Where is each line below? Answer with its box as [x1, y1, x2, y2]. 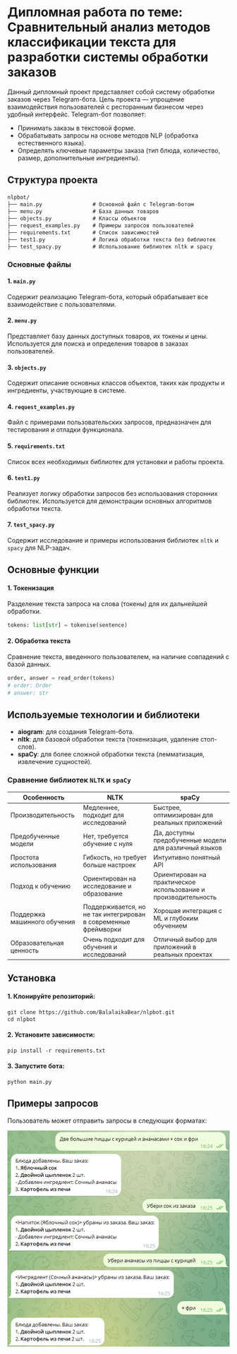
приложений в [153, 943, 197, 951]
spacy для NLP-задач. [7, 544, 72, 552]
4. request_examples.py [7, 402, 75, 411]
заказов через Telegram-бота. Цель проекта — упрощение [7, 95, 185, 103]
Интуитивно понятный [153, 853, 221, 862]
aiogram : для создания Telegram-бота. [17, 727, 135, 736]
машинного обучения [10, 918, 75, 926]
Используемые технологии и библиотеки [7, 708, 200, 720]
